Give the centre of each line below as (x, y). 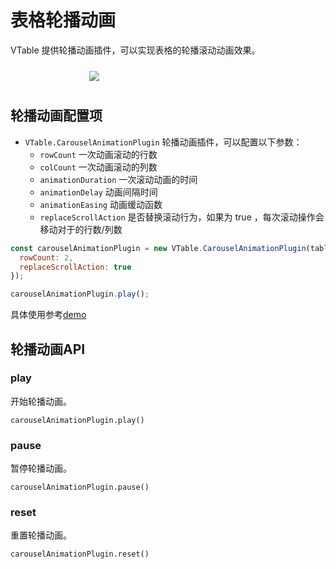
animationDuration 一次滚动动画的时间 (118, 179)
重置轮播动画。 (41, 535)
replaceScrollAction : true (75, 267)
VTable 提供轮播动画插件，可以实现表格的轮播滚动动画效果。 (135, 50)
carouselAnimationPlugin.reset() (80, 554)
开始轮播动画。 (41, 401)
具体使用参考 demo (48, 315)
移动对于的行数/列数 (81, 229)
